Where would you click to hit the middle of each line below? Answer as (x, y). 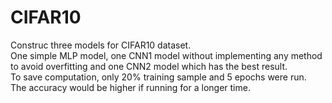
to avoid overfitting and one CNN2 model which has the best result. (149, 66)
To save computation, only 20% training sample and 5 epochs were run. (158, 77)
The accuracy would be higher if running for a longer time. (130, 87)
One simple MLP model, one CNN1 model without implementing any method (166, 55)
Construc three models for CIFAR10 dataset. (101, 45)
